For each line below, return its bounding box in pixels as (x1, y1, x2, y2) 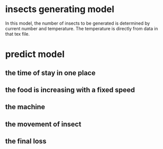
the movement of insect (5, 120, 81, 128)
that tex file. (5, 31, 30, 37)
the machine (5, 103, 45, 111)
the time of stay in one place (5, 68, 96, 77)
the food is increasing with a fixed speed (5, 86, 135, 94)
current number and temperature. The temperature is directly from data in (5, 25, 158, 31)
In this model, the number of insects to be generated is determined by (5, 20, 150, 26)
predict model (5, 49, 65, 60)
